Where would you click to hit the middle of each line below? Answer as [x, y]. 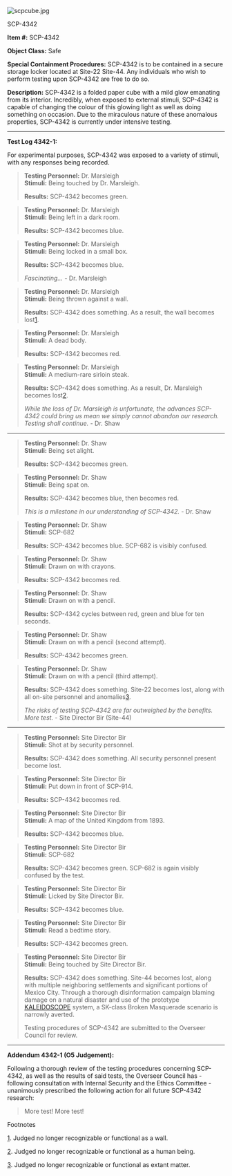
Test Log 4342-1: [32, 141]
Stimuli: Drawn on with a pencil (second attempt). [95, 642]
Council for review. [51, 1035]
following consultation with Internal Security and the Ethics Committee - [109, 1083]
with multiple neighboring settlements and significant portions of [116, 985]
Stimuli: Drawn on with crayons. [70, 566]
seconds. [37, 621]
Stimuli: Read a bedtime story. [67, 930]
